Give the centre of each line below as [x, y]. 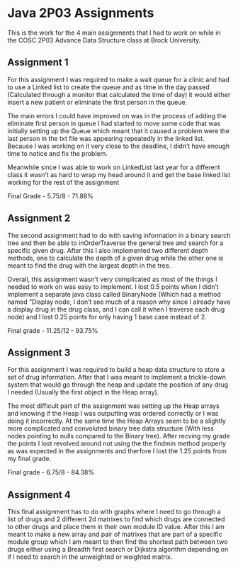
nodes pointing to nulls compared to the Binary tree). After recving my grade [119, 436]
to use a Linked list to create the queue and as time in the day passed [109, 87]
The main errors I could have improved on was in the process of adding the [117, 115]
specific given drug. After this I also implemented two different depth [108, 250]
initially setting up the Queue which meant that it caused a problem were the [119, 131]
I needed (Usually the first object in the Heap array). [83, 392]
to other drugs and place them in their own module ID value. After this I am [116, 527]
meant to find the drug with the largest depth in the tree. [89, 265]
